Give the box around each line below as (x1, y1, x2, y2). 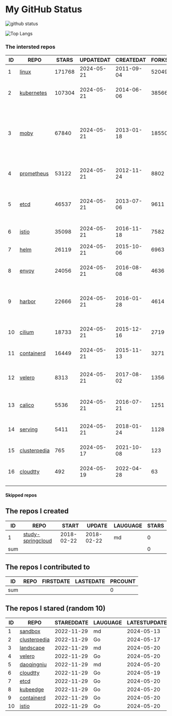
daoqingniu (19, 661, 47, 668)
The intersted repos (5, 43, 56, 50)
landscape (19, 644, 45, 652)
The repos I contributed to (5, 563, 91, 572)
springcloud (23, 537, 52, 544)
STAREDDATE (54, 619, 89, 626)
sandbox (19, 628, 41, 635)
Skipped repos (5, 492, 37, 498)
